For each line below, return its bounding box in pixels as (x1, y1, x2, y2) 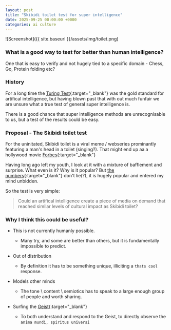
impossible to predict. (20, 243, 67, 249)
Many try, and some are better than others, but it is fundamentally (20, 238, 160, 244)
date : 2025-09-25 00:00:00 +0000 (5, 17, 77, 22)
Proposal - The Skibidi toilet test (5, 129, 87, 136)
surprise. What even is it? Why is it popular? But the (5, 167, 115, 173)
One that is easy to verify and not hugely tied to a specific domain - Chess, (5, 60, 164, 67)
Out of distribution (12, 253, 52, 259)
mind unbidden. (5, 178, 39, 184)
